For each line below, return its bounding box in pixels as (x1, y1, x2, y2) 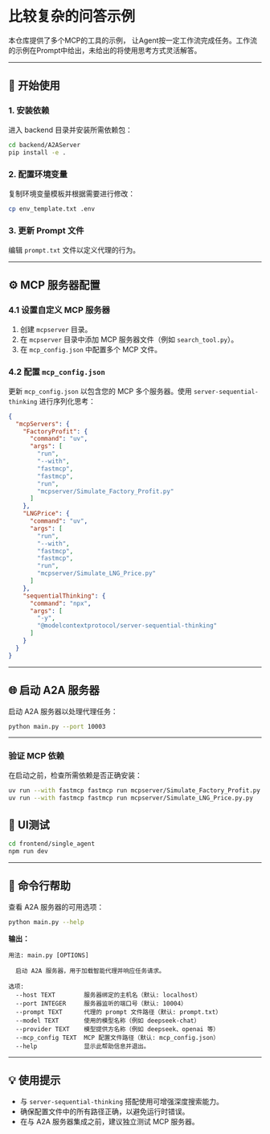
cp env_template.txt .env (8, 204, 95, 213)
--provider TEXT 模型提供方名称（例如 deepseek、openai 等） (15, 1025, 219, 1033)
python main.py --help (8, 918, 84, 926)
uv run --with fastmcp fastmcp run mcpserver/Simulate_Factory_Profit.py (8, 786, 261, 795)
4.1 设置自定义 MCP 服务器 (8, 305, 110, 316)
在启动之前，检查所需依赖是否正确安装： (8, 770, 142, 780)
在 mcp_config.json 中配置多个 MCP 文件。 (19, 344, 162, 354)
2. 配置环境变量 (8, 169, 68, 180)
